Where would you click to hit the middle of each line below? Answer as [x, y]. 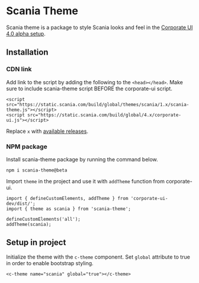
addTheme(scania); [29, 224]
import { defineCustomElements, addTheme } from [67, 198]
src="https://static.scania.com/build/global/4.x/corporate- [105, 115]
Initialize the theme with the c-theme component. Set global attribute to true [98, 257]
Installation [27, 53]
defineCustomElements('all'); [44, 219]
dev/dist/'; [21, 203]
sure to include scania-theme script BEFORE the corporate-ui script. [89, 88]
